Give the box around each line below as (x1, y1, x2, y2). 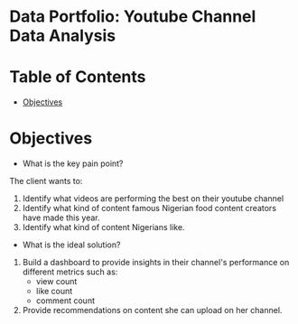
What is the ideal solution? (22, 239, 121, 250)
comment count (35, 295, 95, 306)
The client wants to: (9, 176, 83, 187)
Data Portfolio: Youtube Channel (9, 6, 256, 27)
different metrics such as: (22, 266, 118, 277)
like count (35, 286, 73, 297)
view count (35, 276, 78, 287)
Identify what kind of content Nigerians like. (22, 222, 185, 233)
